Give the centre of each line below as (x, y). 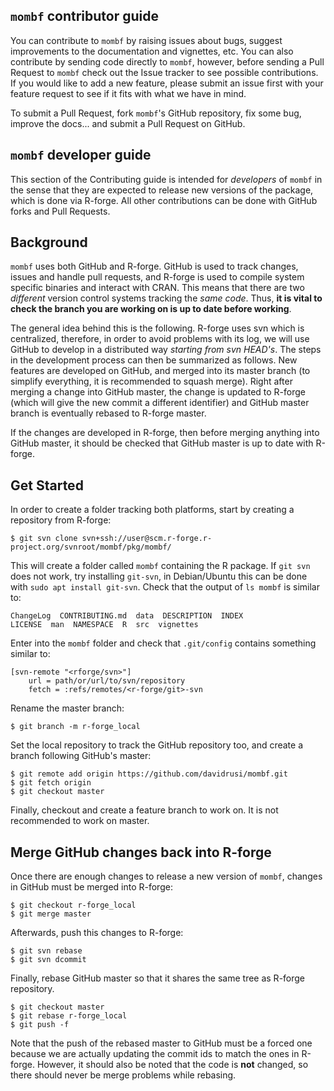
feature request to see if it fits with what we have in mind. (128, 93)
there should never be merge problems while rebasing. (123, 1075)
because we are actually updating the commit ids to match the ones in (155, 1054)
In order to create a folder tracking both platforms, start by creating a (152, 510)
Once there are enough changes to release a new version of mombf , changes (166, 876)
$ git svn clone (44, 539)
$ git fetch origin (51, 783)
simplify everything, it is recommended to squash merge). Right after (151, 381)
